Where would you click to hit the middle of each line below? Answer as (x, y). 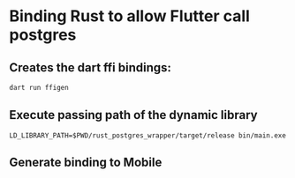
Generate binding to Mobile (86, 163)
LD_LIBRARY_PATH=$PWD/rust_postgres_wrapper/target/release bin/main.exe (148, 135)
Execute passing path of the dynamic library (133, 115)
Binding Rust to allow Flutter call (129, 16)
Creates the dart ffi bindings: (91, 67)
